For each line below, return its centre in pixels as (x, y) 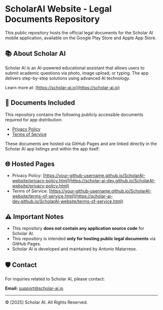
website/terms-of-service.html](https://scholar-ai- (62, 196)
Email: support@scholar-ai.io (34, 288)
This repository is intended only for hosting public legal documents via (84, 239)
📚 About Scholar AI (35, 54)
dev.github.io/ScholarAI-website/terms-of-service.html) (68, 201)
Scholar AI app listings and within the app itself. (52, 148)
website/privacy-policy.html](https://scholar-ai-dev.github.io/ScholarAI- (84, 181)
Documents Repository (52, 19)
